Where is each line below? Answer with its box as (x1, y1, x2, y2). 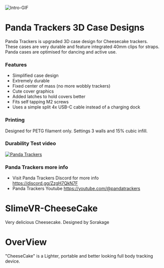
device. (5, 258, 20, 264)
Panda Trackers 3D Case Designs (5, 22, 145, 33)
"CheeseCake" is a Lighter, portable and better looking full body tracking (5, 253, 153, 259)
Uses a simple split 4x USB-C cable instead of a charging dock (12, 104, 141, 110)
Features (5, 61, 27, 68)
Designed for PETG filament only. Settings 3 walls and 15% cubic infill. (5, 128, 148, 134)
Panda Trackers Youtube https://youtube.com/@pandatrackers (12, 186, 141, 192)
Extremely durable (12, 78, 50, 84)
